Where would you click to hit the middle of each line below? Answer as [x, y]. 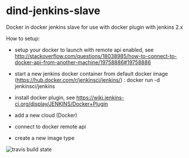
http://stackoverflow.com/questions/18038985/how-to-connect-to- [96, 56]
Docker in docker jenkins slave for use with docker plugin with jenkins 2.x [94, 27]
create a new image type [44, 138]
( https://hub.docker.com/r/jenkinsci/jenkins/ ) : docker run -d [87, 80]
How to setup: [23, 38]
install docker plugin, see [44, 98]
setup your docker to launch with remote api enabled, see [84, 50]
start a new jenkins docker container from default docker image [91, 73]
